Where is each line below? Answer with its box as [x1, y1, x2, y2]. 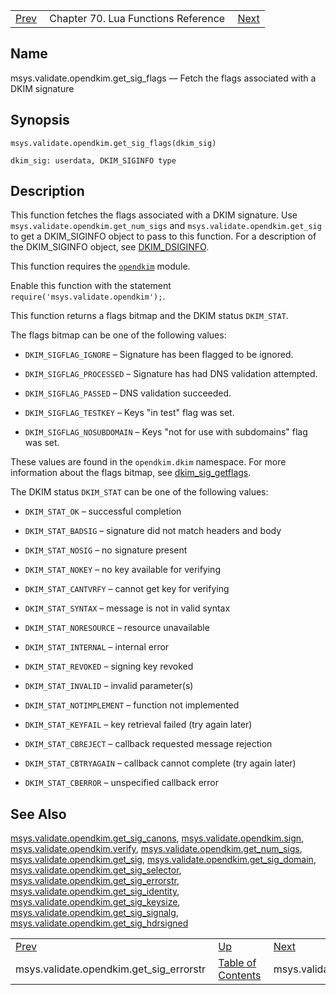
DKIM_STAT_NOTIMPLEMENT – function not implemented [24, 699, 240, 711]
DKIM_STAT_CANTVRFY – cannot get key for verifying [24, 583, 230, 595]
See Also [10, 805, 67, 823]
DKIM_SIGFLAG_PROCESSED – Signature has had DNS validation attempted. [24, 368, 318, 380]
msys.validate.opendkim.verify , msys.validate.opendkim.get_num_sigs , [10, 843, 303, 855]
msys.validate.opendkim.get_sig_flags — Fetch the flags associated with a [10, 72, 317, 84]
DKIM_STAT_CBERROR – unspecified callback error [24, 777, 220, 789]
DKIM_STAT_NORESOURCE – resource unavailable [24, 622, 210, 634]
